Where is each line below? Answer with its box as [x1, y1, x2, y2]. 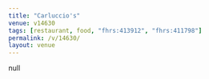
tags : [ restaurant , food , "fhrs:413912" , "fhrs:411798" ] [8, 26, 203, 34]
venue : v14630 [8, 19, 56, 27]
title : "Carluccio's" [8, 11, 81, 20]
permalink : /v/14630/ [8, 34, 81, 42]
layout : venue [8, 41, 56, 49]
